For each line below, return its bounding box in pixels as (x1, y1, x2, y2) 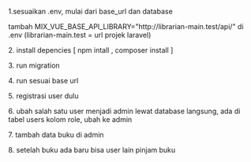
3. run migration (8, 61, 61, 70)
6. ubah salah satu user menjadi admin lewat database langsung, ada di (8, 106, 241, 116)
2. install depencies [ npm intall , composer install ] (8, 46, 174, 54)
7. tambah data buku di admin (8, 130, 104, 139)
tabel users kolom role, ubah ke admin (8, 115, 133, 124)
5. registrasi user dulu (8, 91, 79, 101)
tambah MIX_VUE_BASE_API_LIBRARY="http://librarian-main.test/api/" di (8, 22, 244, 31)
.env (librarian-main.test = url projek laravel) (8, 31, 152, 39)
